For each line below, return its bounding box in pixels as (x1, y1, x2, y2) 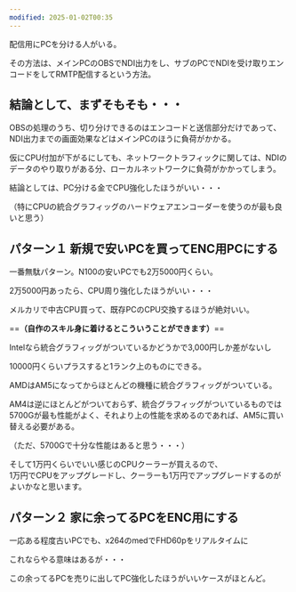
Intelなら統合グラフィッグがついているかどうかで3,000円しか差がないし (9, 342, 272, 353)
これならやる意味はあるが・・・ (9, 554, 126, 565)
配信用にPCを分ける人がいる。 (9, 38, 122, 49)
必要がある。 (32, 421, 80, 432)
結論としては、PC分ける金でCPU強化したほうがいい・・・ (9, 182, 224, 193)
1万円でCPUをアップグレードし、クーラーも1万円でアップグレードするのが (9, 470, 282, 481)
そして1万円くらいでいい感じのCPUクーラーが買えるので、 (9, 459, 223, 470)
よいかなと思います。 (9, 482, 87, 492)
